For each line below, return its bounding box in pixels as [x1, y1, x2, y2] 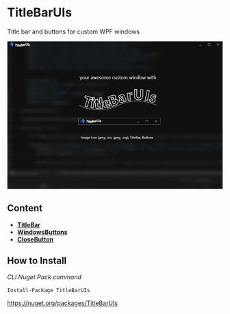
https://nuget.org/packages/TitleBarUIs [7, 299, 118, 307]
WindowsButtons [16, 228, 68, 236]
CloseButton [16, 235, 53, 244]
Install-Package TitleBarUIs [7, 287, 90, 294]
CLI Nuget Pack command [7, 273, 82, 281]
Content [7, 202, 43, 214]
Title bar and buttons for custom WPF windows [7, 27, 140, 36]
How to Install [7, 255, 67, 266]
